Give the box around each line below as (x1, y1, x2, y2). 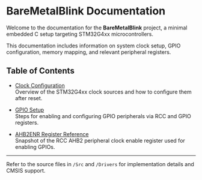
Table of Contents (6, 66, 75, 76)
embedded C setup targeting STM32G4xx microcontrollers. (6, 30, 154, 37)
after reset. (14, 94, 43, 101)
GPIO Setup (14, 106, 44, 113)
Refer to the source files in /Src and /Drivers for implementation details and (6, 160, 194, 167)
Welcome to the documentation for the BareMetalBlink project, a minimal (6, 24, 188, 31)
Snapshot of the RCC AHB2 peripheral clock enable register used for (14, 137, 185, 144)
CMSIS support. (6, 167, 46, 174)
